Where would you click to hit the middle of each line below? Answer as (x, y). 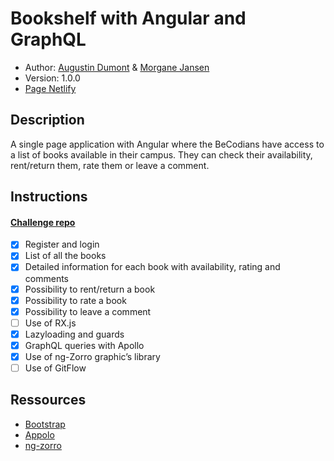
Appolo (39, 434)
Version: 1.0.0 (52, 78)
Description (47, 120)
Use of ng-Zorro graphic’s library (92, 356)
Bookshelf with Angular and (128, 18)
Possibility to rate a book (75, 300)
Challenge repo (43, 222)
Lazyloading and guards (74, 334)
